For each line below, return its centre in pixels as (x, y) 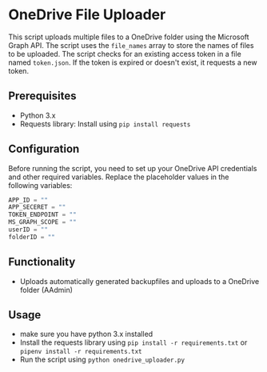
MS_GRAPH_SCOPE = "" (43, 222)
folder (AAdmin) (46, 290)
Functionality (42, 262)
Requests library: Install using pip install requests (105, 124)
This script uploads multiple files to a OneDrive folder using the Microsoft (129, 37)
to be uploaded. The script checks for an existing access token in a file (125, 54)
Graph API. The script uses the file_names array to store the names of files (131, 45)
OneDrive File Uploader (87, 15)
